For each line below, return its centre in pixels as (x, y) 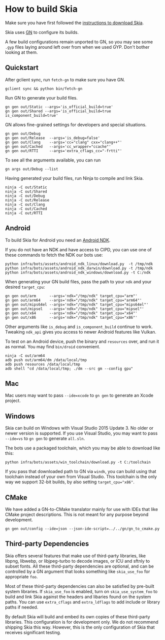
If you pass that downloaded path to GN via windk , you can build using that (81, 472)
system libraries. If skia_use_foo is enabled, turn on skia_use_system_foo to (81, 591)
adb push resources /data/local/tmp (43, 364)
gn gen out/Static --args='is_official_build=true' (59, 107)
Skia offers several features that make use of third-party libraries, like (76, 556)
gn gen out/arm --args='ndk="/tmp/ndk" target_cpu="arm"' (71, 296)
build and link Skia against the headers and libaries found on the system (78, 597)
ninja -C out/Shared (26, 191)
